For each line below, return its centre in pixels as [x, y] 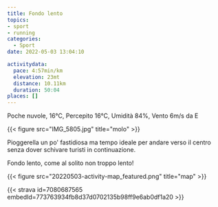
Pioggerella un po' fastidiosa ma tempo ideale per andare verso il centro [109, 142]
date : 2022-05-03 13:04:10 [46, 52]
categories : [24, 39]
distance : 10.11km [40, 83]
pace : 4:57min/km [38, 70]
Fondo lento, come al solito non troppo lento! [70, 163]
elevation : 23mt [36, 77]
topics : [18, 20]
